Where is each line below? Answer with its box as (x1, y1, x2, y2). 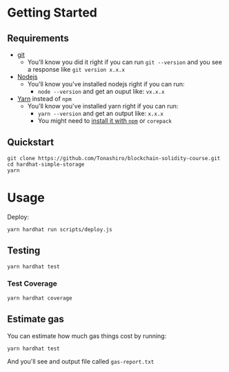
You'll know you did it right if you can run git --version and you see (27, 58, 223, 66)
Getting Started (7, 5, 98, 21)
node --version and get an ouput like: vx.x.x (37, 88, 165, 95)
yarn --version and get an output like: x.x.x (37, 109, 164, 117)
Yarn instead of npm (17, 95, 72, 103)
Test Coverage (7, 279, 57, 288)
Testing (7, 245, 41, 257)
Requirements (7, 32, 69, 44)
